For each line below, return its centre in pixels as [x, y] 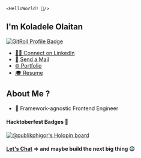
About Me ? [28, 94]
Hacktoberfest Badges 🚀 [37, 122]
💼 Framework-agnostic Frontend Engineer [67, 108]
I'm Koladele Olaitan [44, 27]
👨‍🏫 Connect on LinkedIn [45, 53]
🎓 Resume [29, 72]
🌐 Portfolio [28, 65]
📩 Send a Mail [32, 59]
